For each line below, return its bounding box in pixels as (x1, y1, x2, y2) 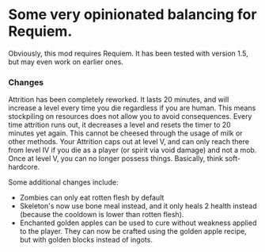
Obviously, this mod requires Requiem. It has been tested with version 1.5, (8, 48, 249, 58)
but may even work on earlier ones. (8, 57, 124, 67)
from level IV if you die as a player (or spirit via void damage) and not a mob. (8, 145, 257, 155)
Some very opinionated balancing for (8, 6, 257, 24)
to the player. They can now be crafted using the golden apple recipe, (19, 227, 247, 236)
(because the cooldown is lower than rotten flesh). (19, 210, 184, 220)
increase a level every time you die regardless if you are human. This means (8, 103, 256, 113)
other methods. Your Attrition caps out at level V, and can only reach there (8, 137, 249, 147)
